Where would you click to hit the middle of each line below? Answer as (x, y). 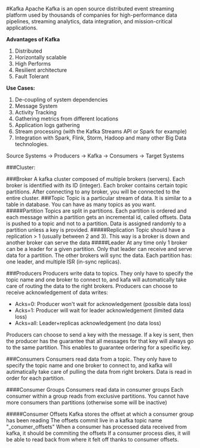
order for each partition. (36, 378)
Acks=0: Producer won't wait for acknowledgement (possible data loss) (103, 304)
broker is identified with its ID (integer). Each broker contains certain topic (97, 185)
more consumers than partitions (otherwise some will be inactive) (87, 402)
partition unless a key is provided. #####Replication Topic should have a (96, 230)
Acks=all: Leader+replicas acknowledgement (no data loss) (88, 323)
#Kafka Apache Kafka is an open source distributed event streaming (90, 9)
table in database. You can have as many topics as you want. (81, 204)
